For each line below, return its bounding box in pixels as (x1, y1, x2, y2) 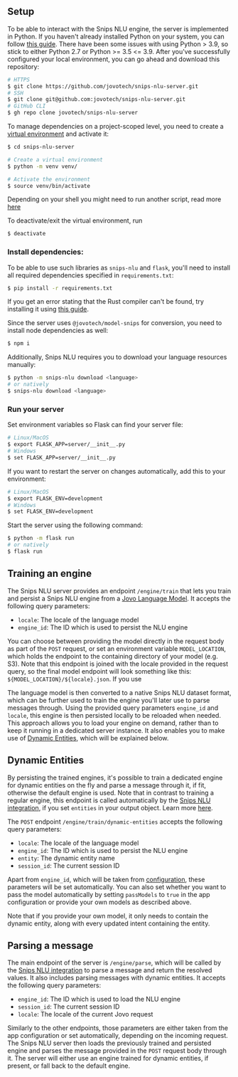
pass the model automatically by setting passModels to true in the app (7, 890, 211, 898)
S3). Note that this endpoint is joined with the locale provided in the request (7, 659, 229, 668)
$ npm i (7, 340, 31, 347)
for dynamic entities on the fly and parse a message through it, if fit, (7, 780, 207, 789)
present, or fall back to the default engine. (7, 1061, 131, 1070)
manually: (7, 361, 36, 369)
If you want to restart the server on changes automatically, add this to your (7, 467, 226, 475)
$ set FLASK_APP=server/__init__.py (7, 454, 116, 461)
